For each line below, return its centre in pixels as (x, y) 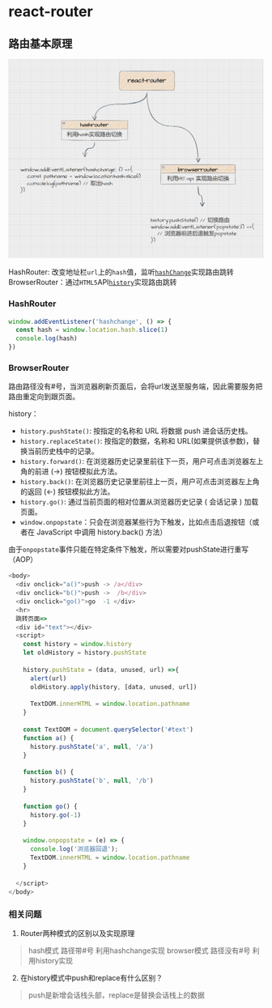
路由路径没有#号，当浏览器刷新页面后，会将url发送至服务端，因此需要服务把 (136, 386)
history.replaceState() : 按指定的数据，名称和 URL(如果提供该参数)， (136, 441)
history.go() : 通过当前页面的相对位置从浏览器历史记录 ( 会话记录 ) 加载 (139, 502)
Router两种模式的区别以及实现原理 (77, 933)
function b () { (49, 772)
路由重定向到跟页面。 (44, 397)
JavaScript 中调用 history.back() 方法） (102, 532)
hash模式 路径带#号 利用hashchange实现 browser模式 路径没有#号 (139, 951)
